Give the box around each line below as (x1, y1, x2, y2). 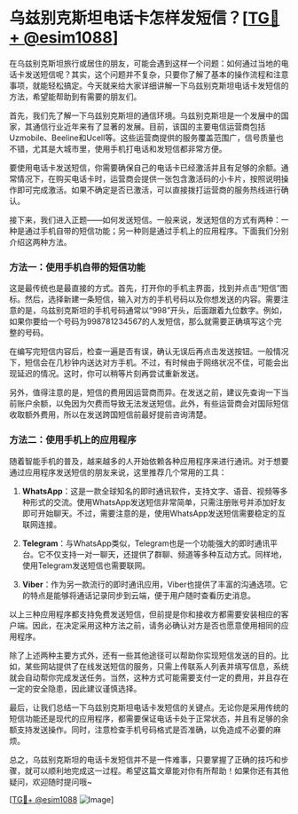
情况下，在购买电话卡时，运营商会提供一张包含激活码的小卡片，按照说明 (16, 173, 281, 184)
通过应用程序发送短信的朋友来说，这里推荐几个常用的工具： (9, 467, 227, 478)
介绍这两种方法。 (9, 236, 72, 247)
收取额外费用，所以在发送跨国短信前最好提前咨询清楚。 (9, 409, 211, 420)
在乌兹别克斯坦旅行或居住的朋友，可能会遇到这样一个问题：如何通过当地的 (9, 58, 281, 68)
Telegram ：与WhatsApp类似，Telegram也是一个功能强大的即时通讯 (21, 538, 271, 549)
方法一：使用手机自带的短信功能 (9, 261, 146, 273)
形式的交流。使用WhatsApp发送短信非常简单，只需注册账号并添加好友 (29, 496, 286, 507)
